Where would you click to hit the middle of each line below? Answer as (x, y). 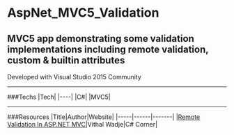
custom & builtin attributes (66, 60)
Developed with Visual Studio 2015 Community (74, 77)
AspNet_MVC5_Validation (83, 13)
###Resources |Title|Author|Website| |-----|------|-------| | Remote (104, 117)
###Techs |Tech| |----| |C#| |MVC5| (59, 97)
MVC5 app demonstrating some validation (101, 39)
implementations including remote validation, (108, 49)
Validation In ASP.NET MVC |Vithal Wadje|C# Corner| (83, 124)
